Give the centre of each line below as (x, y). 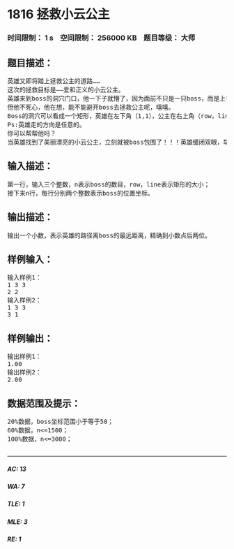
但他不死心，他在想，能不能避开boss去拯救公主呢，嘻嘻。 (91, 107)
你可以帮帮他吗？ (32, 133)
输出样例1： (24, 357)
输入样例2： (24, 300)
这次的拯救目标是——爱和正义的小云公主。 (66, 89)
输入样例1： (24, 278)
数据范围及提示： (44, 403)
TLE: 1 (16, 504)
